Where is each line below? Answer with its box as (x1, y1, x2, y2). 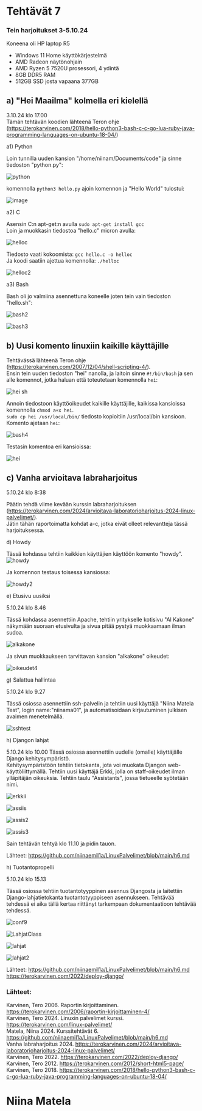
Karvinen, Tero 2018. (6, 1066, 58, 1074)
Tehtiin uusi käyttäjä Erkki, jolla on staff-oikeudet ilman (48, 768, 186, 775)
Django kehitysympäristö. (6, 754, 71, 762)
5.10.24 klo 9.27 (6, 688, 46, 695)
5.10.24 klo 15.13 (6, 875, 47, 883)
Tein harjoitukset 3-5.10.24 (6, 26, 88, 35)
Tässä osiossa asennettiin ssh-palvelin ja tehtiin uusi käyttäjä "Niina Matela (6, 699, 194, 707)
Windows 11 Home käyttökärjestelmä (15, 52, 108, 59)
